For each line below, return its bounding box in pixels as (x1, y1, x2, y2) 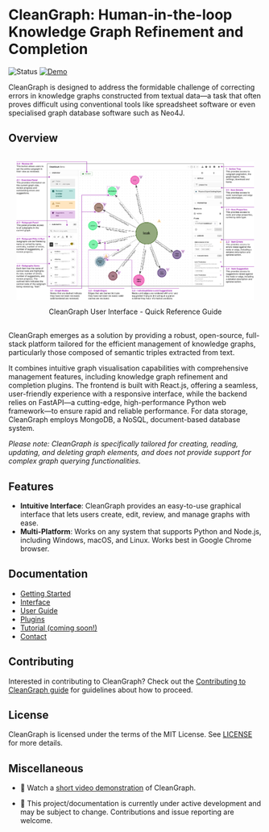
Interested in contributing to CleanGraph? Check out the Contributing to (8, 676, 246, 686)
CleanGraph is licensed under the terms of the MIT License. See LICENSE (8, 730, 253, 739)
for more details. (8, 738, 63, 748)
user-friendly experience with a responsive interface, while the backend (8, 389, 247, 399)
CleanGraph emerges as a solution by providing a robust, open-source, (8, 331, 245, 341)
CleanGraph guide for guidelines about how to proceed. (8, 684, 193, 695)
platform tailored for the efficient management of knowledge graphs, (27, 339, 256, 349)
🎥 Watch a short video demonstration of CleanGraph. (19, 783, 197, 792)
